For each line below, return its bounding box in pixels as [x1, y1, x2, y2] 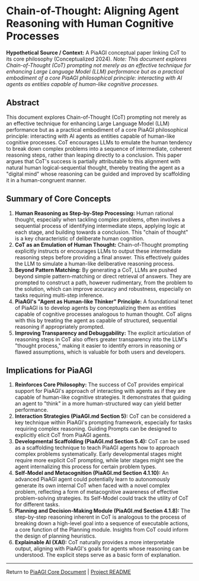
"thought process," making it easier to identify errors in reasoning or [14, 342, 182, 349]
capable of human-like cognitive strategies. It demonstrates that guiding [14, 393, 191, 401]
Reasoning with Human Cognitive [6, 17, 174, 30]
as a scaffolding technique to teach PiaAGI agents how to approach [14, 444, 179, 452]
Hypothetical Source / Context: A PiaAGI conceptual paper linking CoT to [6, 49, 187, 56]
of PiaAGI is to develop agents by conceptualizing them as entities [14, 304, 176, 311]
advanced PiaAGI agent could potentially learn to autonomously [14, 476, 171, 483]
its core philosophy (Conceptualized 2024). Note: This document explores [6, 55, 187, 62]
